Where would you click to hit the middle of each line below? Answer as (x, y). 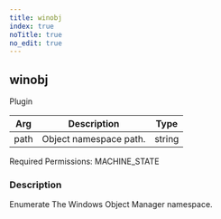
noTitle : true (36, 34)
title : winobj (36, 18)
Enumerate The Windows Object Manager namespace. (111, 205)
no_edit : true (36, 43)
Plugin (21, 101)
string (167, 139)
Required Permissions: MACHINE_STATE (84, 162)
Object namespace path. (94, 139)
